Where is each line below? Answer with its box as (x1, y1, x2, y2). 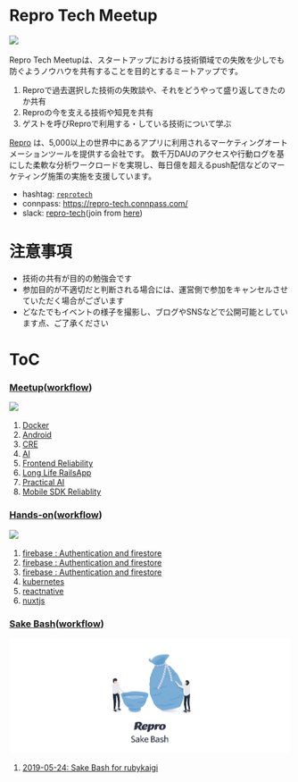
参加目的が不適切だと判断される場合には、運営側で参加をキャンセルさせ (21, 283, 288, 295)
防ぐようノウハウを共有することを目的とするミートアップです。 (9, 65, 244, 76)
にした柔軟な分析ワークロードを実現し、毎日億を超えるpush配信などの (9, 159, 270, 170)
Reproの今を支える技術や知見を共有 (21, 106, 154, 117)
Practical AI (21, 477, 65, 488)
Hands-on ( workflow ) (9, 509, 103, 521)
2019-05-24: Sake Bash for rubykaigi (21, 761, 159, 773)
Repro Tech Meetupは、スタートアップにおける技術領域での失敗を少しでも (9, 55, 286, 65)
